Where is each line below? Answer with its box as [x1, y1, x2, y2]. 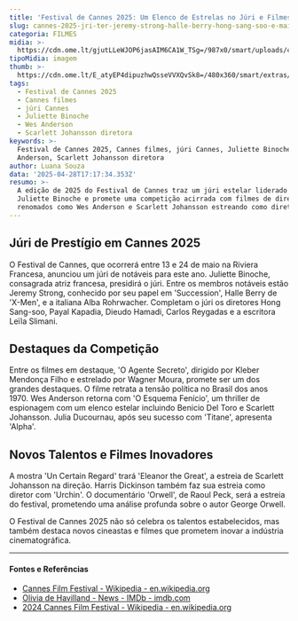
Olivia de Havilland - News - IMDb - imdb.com [21, 593, 191, 603]
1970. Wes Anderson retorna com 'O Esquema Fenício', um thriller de [9, 393, 260, 404]
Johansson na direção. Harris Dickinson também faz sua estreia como [9, 480, 266, 491]
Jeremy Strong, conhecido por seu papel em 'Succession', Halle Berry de [9, 287, 278, 298]
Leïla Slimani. [9, 316, 59, 326]
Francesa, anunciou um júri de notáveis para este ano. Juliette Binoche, [9, 268, 271, 279]
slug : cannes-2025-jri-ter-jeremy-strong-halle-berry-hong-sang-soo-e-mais [9, 21, 295, 30]
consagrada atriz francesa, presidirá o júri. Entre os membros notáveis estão [9, 278, 289, 288]
